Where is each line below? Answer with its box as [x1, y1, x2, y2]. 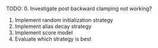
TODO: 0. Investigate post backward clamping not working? [6, 5, 153, 12]
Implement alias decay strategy [14, 23, 92, 30]
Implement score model [14, 29, 73, 36]
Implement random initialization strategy [14, 17, 113, 23]
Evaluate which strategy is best [14, 36, 91, 42]
